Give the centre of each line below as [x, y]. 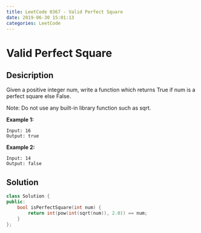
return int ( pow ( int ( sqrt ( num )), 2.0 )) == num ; [88, 213]
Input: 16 [19, 131]
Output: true [23, 136]
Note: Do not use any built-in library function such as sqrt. [79, 108]
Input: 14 [19, 159]
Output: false [24, 164]
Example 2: [21, 147]
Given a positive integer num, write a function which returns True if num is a [101, 90]
